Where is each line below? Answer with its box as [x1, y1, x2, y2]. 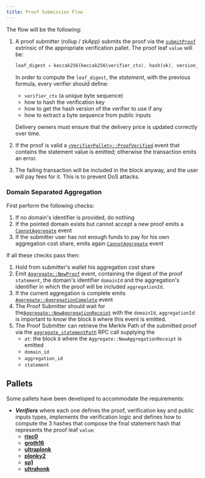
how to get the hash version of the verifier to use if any [24, 105, 163, 112]
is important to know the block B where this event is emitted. [15, 315, 167, 323]
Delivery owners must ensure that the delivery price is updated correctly [15, 123, 198, 130]
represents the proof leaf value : [15, 426, 95, 433]
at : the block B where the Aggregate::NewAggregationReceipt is [24, 334, 182, 342]
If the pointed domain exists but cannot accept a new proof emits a [15, 220, 184, 227]
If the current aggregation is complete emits [15, 289, 126, 296]
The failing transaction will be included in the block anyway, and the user [15, 166, 198, 174]
